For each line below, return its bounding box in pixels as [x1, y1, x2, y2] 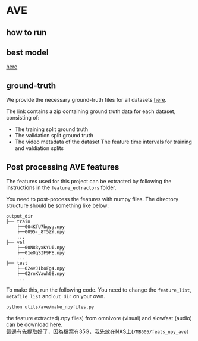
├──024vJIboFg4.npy [17, 265, 65, 271]
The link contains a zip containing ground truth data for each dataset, [6, 108, 176, 115]
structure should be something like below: [6, 202, 109, 209]
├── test [6, 260, 28, 267]
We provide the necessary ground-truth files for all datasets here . [6, 96, 167, 104]
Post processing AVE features [6, 162, 120, 172]
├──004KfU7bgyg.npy [17, 224, 65, 230]
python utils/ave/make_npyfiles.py [6, 304, 95, 310]
